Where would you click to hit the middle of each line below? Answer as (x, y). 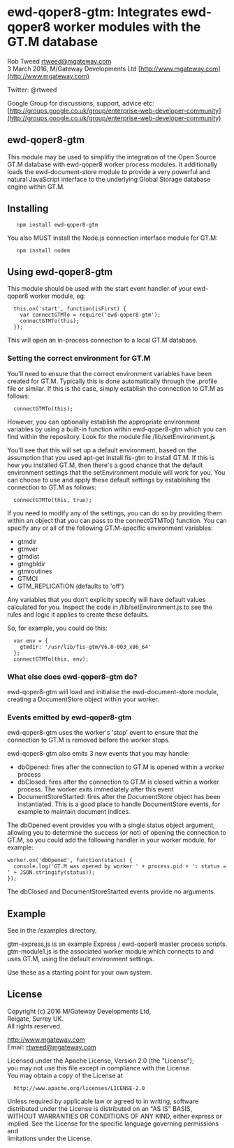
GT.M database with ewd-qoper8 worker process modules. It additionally (112, 164)
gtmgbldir (31, 564)
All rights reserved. (35, 1026)
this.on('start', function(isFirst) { (70, 309)
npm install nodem (43, 250)
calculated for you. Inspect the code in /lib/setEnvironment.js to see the (110, 607)
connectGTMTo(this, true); (53, 500)
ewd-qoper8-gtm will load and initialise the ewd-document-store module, (113, 691)
